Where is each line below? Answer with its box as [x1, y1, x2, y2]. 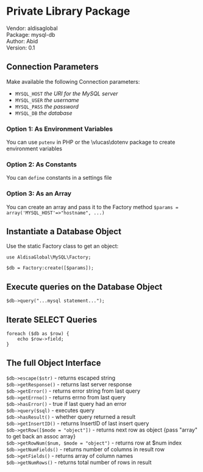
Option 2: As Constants [6, 160, 77, 169]
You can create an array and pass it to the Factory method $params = [6, 203, 179, 210]
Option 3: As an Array [6, 190, 72, 198]
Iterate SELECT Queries [6, 314, 98, 325]
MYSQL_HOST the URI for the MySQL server [15, 90, 118, 97]
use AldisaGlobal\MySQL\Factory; [6, 254, 91, 260]
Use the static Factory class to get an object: [6, 243, 119, 250]
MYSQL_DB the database [15, 109, 73, 117]
